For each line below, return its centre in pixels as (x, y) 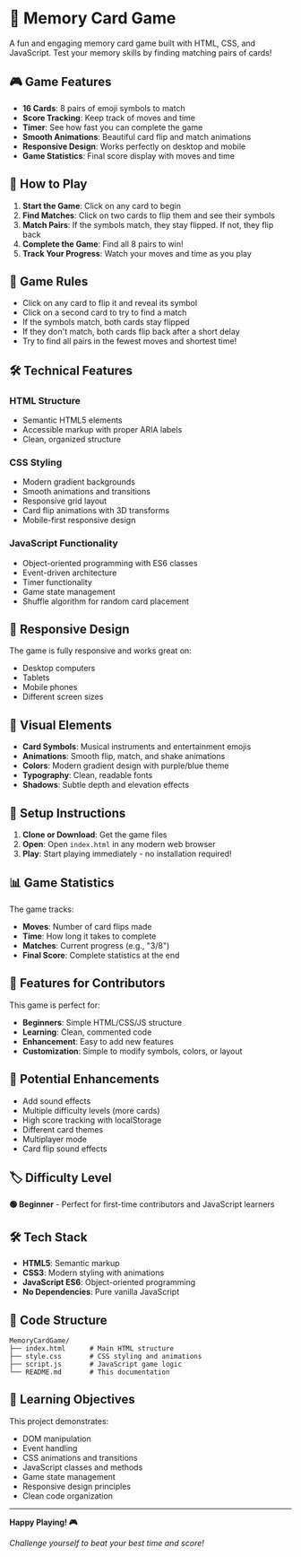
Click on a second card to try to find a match (104, 312)
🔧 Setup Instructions (68, 813)
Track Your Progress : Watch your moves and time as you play (137, 253)
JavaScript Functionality (64, 544)
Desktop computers (59, 669)
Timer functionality (57, 582)
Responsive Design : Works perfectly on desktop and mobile (134, 146)
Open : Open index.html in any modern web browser (119, 844)
